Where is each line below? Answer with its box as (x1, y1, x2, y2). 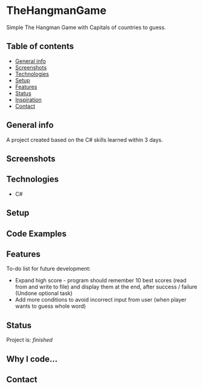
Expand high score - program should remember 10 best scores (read (15, 277, 187, 284)
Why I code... (6, 354, 58, 364)
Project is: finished (6, 336, 53, 344)
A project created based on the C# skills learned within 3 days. (6, 136, 164, 143)
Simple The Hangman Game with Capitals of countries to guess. (6, 24, 167, 31)
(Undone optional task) (15, 290, 73, 297)
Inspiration (15, 96, 42, 103)
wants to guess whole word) (15, 302, 86, 310)
